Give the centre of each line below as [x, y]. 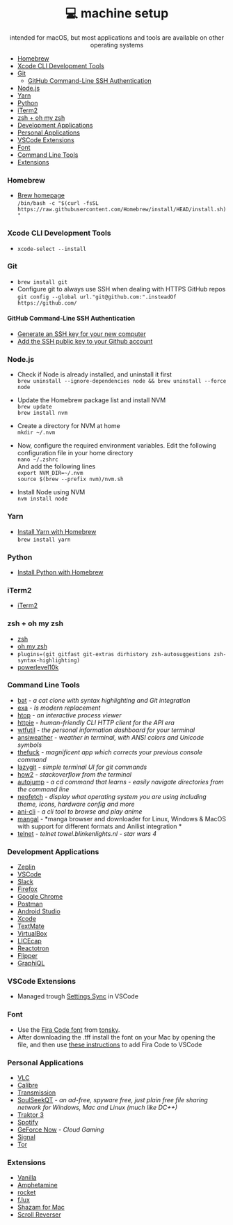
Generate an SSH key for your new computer [81, 334]
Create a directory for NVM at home [69, 426]
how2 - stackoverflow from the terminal [74, 774]
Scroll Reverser [39, 1215]
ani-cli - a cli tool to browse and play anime [80, 811]
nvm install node [42, 499]
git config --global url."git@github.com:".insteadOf [97, 297]
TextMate [31, 926]
